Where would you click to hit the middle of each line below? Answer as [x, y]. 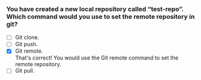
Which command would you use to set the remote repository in [100, 16]
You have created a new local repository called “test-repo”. [95, 9]
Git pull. [25, 71]
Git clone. [27, 38]
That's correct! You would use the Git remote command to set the [97, 58]
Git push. [26, 44]
